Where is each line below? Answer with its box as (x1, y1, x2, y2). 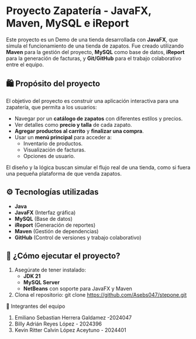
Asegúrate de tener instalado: (14, 266, 87, 274)
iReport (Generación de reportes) (14, 221, 96, 229)
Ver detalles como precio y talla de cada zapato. (14, 121, 132, 128)
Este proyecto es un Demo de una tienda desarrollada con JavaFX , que (6, 36, 178, 43)
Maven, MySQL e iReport (6, 16, 129, 30)
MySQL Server (23, 279, 60, 286)
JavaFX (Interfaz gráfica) (14, 209, 76, 216)
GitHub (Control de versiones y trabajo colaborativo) (14, 234, 142, 241)
